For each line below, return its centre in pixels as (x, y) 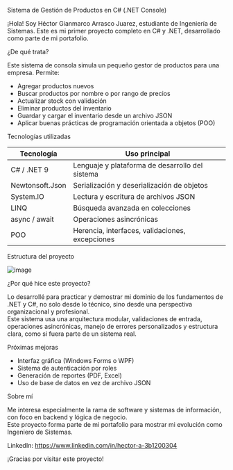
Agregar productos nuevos (55, 86)
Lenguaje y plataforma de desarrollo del (138, 165)
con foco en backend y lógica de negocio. (67, 417)
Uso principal (148, 154)
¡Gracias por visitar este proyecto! (55, 459)
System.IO (27, 196)
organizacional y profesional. (49, 311)
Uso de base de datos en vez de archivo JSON (84, 383)
